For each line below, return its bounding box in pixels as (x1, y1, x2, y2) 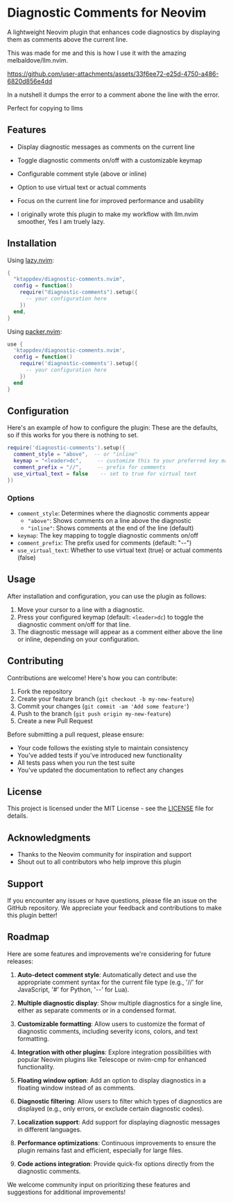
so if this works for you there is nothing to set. (7, 431, 139, 439)
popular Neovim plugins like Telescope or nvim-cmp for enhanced (17, 1055, 207, 1063)
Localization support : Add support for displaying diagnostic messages (17, 1117, 221, 1126)
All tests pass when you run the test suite (17, 758, 135, 766)
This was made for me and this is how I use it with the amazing (7, 49, 187, 57)
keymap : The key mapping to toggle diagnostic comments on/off (17, 531, 199, 540)
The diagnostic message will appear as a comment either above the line (17, 627, 223, 636)
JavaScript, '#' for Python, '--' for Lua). (17, 985, 130, 994)
